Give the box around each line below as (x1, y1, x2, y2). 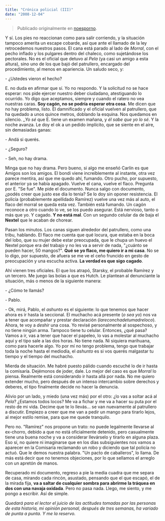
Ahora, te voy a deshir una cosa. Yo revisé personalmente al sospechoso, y (5, 322, 157, 328)
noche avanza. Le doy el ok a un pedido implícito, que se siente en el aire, (5, 121, 155, 128)
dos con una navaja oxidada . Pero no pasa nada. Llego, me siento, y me (5, 485, 152, 491)
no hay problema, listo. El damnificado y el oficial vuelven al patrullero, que (5, 106, 157, 112)
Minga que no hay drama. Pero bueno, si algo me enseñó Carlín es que (5, 165, 149, 171)
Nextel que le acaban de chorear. (5, 217, 73, 223)
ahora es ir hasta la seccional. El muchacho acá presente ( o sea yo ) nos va (5, 311, 157, 317)
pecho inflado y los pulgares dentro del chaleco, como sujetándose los (5, 50, 149, 56)
